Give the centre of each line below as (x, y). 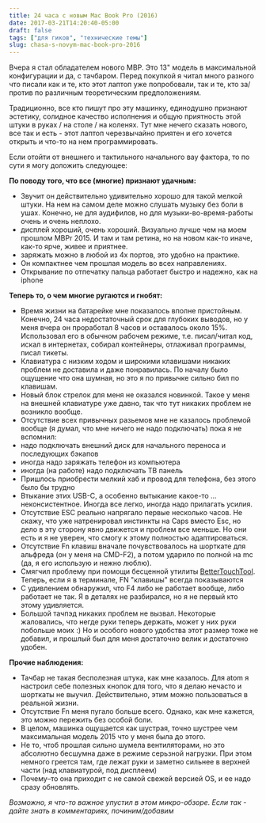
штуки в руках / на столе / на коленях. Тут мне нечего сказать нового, (128, 125)
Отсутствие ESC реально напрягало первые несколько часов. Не (131, 513)
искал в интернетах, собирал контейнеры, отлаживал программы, (133, 344)
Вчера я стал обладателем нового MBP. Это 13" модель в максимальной (133, 67)
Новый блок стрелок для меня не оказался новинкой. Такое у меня (135, 395)
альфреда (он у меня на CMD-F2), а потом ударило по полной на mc (137, 555)
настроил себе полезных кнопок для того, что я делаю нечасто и (131, 686)
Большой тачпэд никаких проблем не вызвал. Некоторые (118, 613)
